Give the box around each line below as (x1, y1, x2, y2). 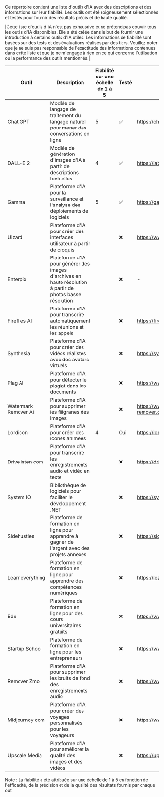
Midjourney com (7, 717, 45, 723)
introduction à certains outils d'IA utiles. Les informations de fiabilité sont (5, 34, 152, 40)
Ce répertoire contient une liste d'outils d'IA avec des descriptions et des (5, 4, 152, 10)
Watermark (7, 403, 33, 409)
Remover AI (7, 409, 34, 415)
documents (50, 388, 76, 395)
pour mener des (50, 125, 87, 131)
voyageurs (50, 732, 75, 739)
